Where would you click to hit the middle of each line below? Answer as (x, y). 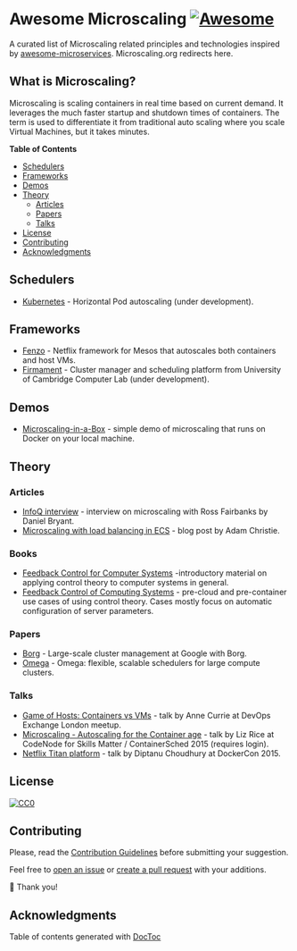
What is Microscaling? (73, 82)
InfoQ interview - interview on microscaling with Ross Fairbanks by (145, 511)
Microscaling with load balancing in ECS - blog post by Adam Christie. (151, 530)
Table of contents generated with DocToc (85, 937)
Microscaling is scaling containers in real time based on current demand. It (146, 103)
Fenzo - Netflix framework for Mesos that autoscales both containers (149, 351)
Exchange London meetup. (72, 725)
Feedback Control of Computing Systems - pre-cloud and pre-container (154, 592)
